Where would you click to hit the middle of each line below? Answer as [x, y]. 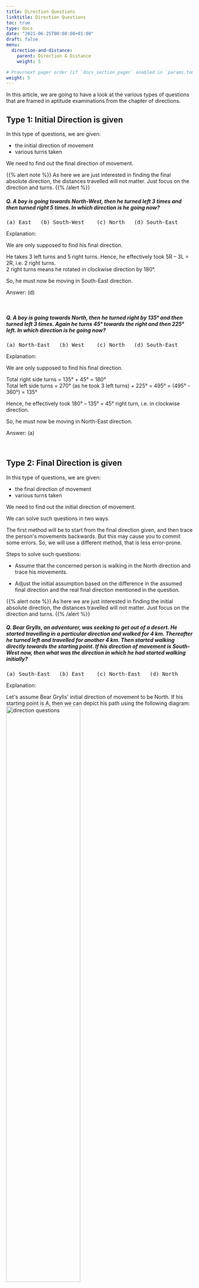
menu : [13, 45]
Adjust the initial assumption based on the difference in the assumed [98, 583]
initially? [17, 659]
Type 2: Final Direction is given [64, 463]
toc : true [18, 23]
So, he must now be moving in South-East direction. [70, 281]
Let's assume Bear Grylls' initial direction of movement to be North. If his [95, 697]
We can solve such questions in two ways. [58, 518]
